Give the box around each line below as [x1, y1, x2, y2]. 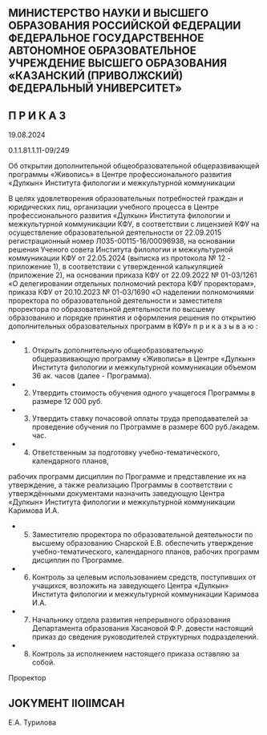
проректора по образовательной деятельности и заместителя [8, 296, 223, 305]
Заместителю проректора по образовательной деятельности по [31, 530, 253, 539]
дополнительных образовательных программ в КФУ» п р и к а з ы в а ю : [8, 321, 258, 331]
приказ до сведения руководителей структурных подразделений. [31, 632, 259, 642]
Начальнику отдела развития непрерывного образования [31, 615, 231, 624]
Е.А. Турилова [8, 717, 57, 728]
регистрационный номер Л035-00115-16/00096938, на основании [8, 236, 235, 246]
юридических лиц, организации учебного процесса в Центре [8, 202, 219, 212]
